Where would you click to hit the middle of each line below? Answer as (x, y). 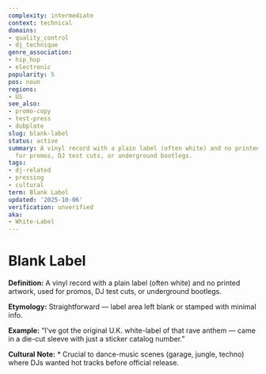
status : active (33, 141)
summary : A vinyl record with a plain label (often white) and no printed (134, 148)
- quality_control (38, 38)
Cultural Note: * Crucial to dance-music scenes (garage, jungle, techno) (126, 354)
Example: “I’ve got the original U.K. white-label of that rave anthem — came (132, 330)
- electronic (30, 67)
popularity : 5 (32, 74)
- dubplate (26, 126)
